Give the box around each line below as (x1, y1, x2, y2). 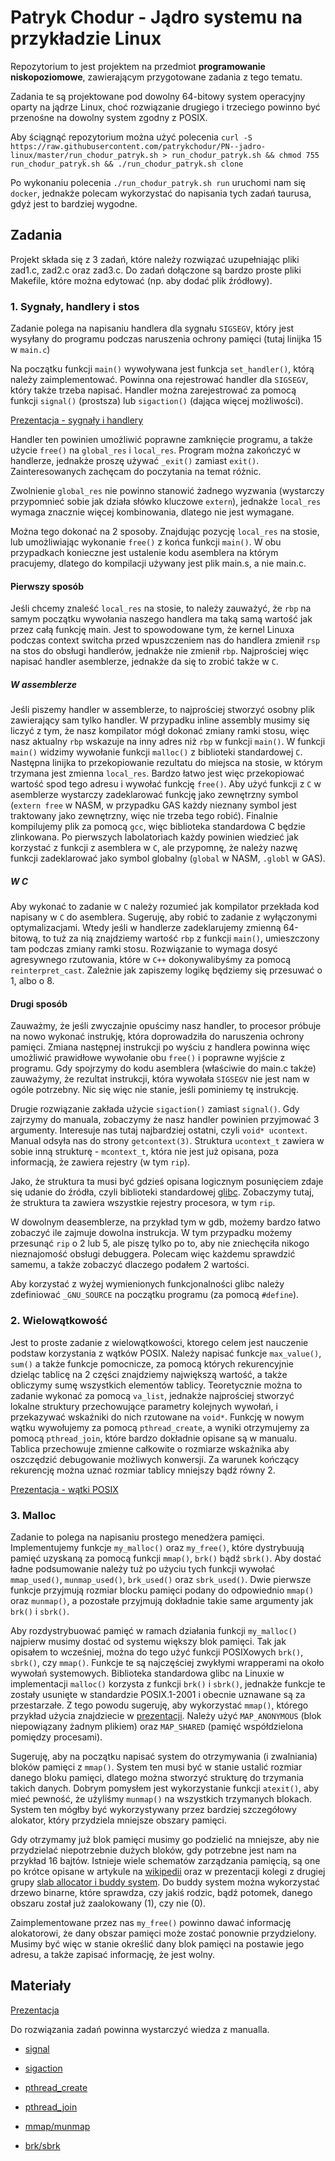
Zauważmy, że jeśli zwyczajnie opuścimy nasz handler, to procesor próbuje (10, 1020, 322, 1032)
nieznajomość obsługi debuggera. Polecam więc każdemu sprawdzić (10, 1248, 296, 1260)
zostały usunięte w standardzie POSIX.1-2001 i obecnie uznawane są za (10, 1688, 306, 1700)
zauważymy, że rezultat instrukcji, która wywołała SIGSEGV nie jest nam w (10, 1073, 310, 1085)
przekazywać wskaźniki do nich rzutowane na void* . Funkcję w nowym (10, 1411, 305, 1423)
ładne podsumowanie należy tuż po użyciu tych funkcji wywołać (10, 1562, 276, 1575)
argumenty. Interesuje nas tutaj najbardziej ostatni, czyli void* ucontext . (10, 1124, 308, 1136)
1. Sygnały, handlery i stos (10, 299, 140, 313)
